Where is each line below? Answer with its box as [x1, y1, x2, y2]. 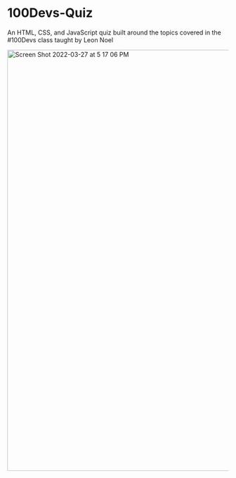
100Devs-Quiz [7, 5, 93, 21]
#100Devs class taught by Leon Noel [7, 35, 114, 44]
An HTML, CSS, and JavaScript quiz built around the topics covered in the [7, 28, 221, 37]
